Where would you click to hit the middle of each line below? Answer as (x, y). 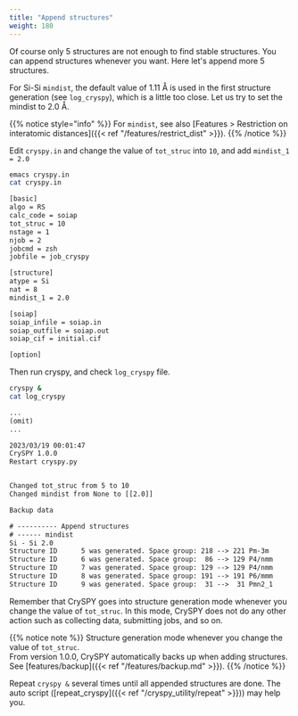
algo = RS (28, 207)
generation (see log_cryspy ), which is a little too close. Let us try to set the (146, 97)
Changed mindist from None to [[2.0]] (81, 494)
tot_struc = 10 (37, 224)
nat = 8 (24, 290)
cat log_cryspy (37, 397)
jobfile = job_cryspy (50, 257)
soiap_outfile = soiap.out (59, 331)
